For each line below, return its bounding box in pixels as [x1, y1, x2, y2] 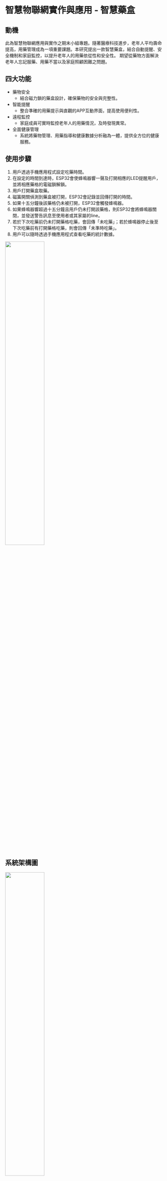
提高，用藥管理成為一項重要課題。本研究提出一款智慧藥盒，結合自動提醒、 [5, 46, 158, 52]
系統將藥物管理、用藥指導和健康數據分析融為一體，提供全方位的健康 [19, 132, 160, 138]
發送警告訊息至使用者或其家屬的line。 [25, 212, 103, 218]
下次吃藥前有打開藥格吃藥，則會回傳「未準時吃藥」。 [12, 225, 119, 231]
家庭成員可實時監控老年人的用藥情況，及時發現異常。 [19, 120, 129, 126]
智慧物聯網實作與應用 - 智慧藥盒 [5, 4, 136, 16]
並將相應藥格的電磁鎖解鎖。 [12, 181, 70, 187]
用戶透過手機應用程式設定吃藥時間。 [12, 169, 87, 175]
